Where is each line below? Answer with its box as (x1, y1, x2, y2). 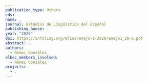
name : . (5, 17, 22, 22)
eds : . (5, 12, 19, 17)
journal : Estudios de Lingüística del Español (5, 21, 107, 27)
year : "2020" (5, 31, 33, 36)
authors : (5, 45, 24, 50)
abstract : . (5, 41, 31, 46)
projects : (5, 64, 27, 69)
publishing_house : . (5, 26, 50, 32)
